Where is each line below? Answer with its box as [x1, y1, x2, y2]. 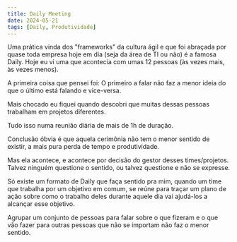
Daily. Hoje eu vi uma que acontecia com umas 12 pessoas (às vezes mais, [7, 58, 225, 66]
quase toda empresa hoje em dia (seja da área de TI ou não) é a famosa [7, 50, 217, 59]
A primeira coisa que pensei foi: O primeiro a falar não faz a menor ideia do [7, 79, 226, 87]
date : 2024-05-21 [7, 17, 59, 24]
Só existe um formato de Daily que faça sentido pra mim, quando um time [7, 177, 222, 186]
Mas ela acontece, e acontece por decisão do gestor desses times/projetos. [7, 156, 229, 164]
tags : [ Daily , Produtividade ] [7, 23, 97, 30]
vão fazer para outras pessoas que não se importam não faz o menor [7, 221, 209, 229]
